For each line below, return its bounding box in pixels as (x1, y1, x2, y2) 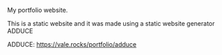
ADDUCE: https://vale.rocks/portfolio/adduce (7, 40, 137, 48)
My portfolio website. (7, 6, 68, 14)
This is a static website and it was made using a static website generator (7, 19, 215, 27)
